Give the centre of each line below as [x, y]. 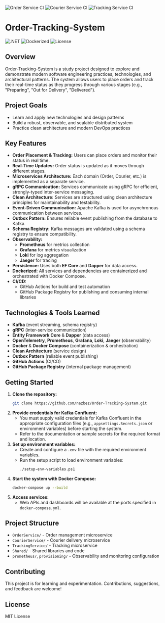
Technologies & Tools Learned [52, 312]
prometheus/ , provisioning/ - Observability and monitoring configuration [86, 556]
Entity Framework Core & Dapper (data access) [61, 335]
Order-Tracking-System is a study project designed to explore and [72, 69]
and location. [33, 439]
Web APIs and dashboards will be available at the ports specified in [88, 502]
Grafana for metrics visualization [53, 250]
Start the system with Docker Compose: [54, 479]
